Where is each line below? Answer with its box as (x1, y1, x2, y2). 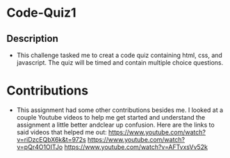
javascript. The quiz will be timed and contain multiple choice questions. (16, 58, 224, 67)
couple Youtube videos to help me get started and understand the (16, 113, 206, 121)
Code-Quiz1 (6, 5, 77, 21)
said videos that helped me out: (16, 127, 107, 136)
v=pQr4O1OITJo (16, 143, 63, 151)
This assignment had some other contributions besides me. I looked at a (16, 106, 224, 114)
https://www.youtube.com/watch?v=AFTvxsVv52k (64, 143, 208, 151)
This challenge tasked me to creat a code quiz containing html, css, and (16, 51, 223, 59)
